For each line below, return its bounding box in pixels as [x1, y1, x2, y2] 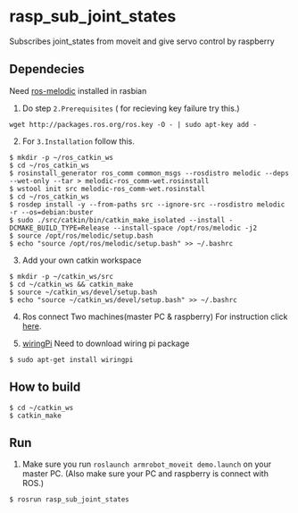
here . [21, 320, 42, 332]
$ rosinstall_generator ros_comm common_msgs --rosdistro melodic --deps [9, 168, 290, 178]
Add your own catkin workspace [21, 255, 142, 265]
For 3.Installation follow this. [21, 136, 136, 147]
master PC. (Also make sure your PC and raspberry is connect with [21, 468, 269, 479]
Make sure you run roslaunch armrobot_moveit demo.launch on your [21, 458, 272, 470]
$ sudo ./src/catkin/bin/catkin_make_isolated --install [9, 215, 226, 224]
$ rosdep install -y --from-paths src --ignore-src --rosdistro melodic [9, 199, 286, 209]
